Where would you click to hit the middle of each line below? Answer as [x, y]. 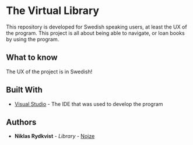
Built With [24, 90]
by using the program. [33, 39]
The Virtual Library [53, 11]
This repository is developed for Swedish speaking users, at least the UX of [97, 27]
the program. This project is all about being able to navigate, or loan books [95, 33]
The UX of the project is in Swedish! [49, 72]
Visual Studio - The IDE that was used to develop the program [89, 104]
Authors [21, 122]
